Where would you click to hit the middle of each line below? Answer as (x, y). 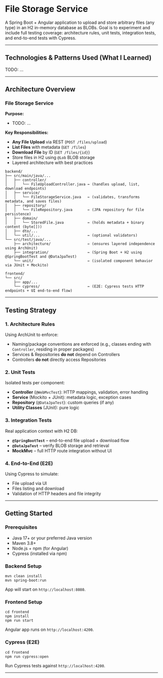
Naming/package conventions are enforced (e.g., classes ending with (81, 344)
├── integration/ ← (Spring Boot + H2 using (78, 252)
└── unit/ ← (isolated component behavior (83, 261)
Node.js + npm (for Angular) (40, 548)
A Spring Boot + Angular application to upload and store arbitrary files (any (80, 22)
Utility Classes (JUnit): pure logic (46, 408)
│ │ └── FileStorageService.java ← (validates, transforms (72, 197)
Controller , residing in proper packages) (53, 349)
